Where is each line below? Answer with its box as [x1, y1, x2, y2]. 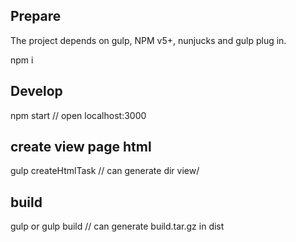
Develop [10, 83, 63, 100]
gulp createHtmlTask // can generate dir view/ [10, 165, 200, 177]
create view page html [10, 139, 152, 156]
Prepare [10, 8, 62, 25]
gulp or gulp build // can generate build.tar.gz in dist [10, 220, 225, 233]
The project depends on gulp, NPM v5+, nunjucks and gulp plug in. [10, 34, 287, 46]
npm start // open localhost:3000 [10, 109, 147, 121]
